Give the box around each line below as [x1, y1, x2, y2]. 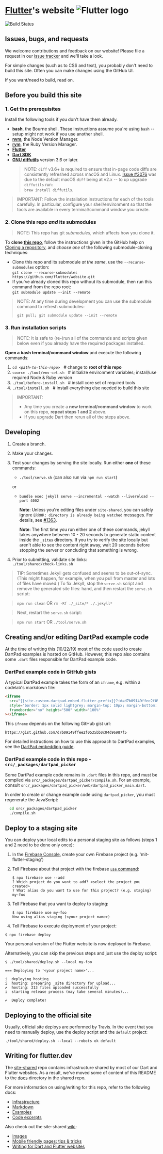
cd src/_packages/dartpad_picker [9, 806, 77, 811]
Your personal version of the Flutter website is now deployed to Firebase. [5, 941, 151, 947]
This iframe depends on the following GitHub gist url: [5, 721, 111, 726]
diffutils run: [24, 182, 53, 188]
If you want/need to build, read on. [5, 77, 74, 82]
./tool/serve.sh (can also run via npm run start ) [19, 474, 118, 480]
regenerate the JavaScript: [5, 796, 59, 803]
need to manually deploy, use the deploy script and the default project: [5, 1029, 148, 1035]
